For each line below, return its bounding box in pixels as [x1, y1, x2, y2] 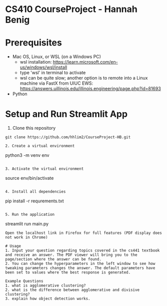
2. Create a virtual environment [5, 144, 75, 149]
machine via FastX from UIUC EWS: [19, 80, 93, 86]
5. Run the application [5, 212, 55, 217]
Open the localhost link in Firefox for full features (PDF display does [5, 230, 162, 236]
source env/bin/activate [5, 175, 54, 181]
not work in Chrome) [5, 235, 48, 240]
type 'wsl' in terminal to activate [19, 70, 86, 76]
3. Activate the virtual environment [5, 166, 84, 171]
